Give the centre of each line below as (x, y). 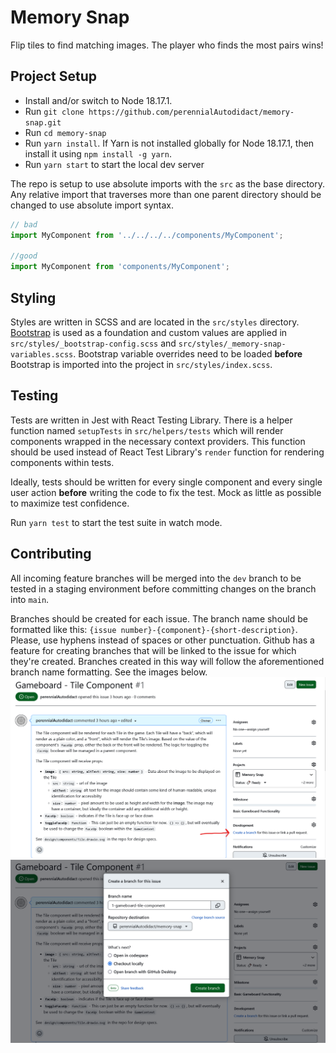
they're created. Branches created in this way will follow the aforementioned (167, 661)
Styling (33, 297)
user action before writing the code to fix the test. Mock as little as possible (166, 492)
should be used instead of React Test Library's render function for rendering (167, 452)
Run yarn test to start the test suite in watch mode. (116, 522)
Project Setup (54, 76)
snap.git (43, 122)
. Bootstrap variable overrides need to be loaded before (188, 353)
